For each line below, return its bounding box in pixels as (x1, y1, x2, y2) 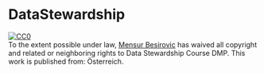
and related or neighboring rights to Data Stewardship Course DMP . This (8, 48, 246, 57)
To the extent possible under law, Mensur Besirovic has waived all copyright (8, 39, 257, 49)
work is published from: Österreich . (8, 57, 124, 66)
